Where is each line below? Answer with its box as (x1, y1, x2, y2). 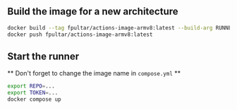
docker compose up (7, 96, 61, 103)
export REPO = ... (7, 82, 55, 90)
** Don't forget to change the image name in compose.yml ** (7, 69, 181, 78)
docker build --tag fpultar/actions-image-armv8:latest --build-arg (7, 24, 213, 31)
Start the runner (7, 50, 80, 62)
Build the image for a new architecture (7, 6, 178, 18)
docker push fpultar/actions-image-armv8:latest (7, 31, 153, 38)
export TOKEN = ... (7, 90, 59, 97)
